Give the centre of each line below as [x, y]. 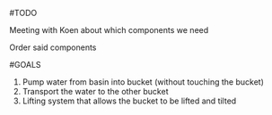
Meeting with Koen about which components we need [109, 30]
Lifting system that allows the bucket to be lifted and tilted [129, 101]
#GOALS [26, 65]
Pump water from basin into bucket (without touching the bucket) [143, 82]
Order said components [53, 47]
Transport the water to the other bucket [95, 91]
